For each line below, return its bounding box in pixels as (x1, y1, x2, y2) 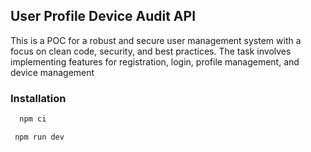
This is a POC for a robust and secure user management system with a (10, 34, 302, 46)
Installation (10, 91, 67, 105)
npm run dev (14, 132, 65, 142)
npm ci (19, 114, 47, 124)
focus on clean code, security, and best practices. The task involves (10, 45, 292, 57)
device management (10, 66, 95, 78)
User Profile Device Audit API (10, 8, 197, 25)
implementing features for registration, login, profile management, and (10, 55, 300, 68)
